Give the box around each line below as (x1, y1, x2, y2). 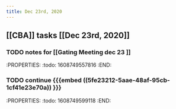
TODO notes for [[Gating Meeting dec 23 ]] (6, 48, 131, 56)
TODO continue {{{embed (6, 76, 82, 84)
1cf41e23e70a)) (6, 84, 52, 92)
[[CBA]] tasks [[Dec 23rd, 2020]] (6, 31, 130, 41)
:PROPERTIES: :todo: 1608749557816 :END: (6, 61, 112, 68)
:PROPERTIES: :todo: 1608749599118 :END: (6, 97, 111, 104)
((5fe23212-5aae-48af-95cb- (82, 76, 170, 84)
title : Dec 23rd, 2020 (6, 8, 62, 15)
